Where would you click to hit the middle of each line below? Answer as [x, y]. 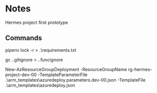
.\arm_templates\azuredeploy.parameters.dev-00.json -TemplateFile [75, 80]
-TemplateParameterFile [63, 75]
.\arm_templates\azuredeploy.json [40, 85]
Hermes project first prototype [37, 22]
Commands [24, 38]
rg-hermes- [140, 69]
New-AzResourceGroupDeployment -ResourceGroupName [66, 69]
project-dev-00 [21, 75]
